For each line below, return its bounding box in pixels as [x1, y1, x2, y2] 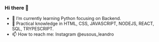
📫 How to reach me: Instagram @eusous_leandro [11, 31, 114, 37]
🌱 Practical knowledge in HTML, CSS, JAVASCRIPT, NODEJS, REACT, [11, 21, 155, 26]
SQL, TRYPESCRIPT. [11, 26, 54, 32]
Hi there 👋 [4, 4, 29, 11]
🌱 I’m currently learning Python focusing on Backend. [11, 16, 121, 21]
